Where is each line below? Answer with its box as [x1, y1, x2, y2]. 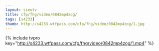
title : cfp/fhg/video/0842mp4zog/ [5, 12, 78, 17]
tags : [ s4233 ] [5, 16, 35, 21]
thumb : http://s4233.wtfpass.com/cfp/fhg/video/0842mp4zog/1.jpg [5, 21, 144, 26]
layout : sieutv [5, 7, 37, 12]
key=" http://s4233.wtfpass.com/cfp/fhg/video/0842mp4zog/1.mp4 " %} [5, 40, 154, 46]
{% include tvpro [5, 35, 40, 41]
